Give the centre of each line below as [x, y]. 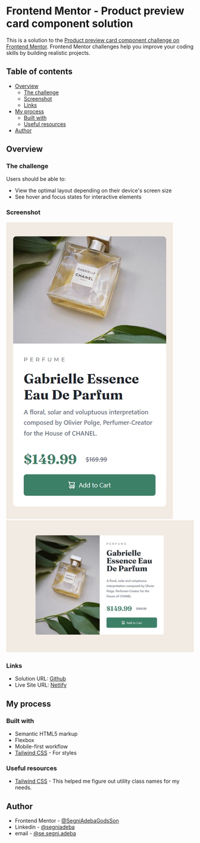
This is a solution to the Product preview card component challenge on [93, 40]
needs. [23, 788]
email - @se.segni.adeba [45, 833]
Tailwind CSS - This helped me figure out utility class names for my [97, 781]
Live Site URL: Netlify [41, 685]
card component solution [70, 24]
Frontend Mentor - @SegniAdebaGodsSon [67, 821]
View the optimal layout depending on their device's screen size [93, 191]
